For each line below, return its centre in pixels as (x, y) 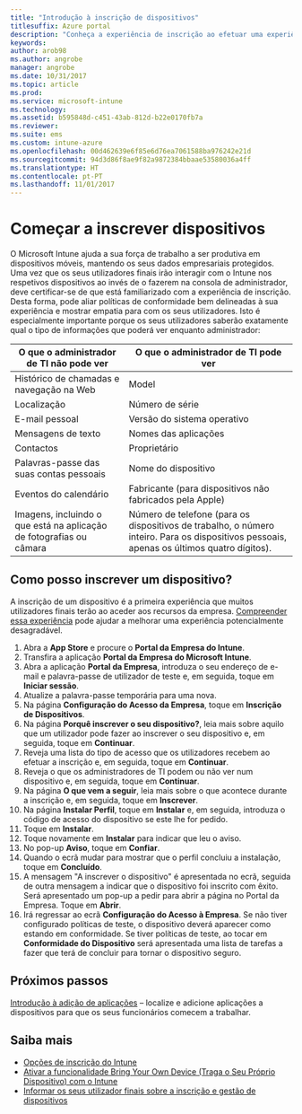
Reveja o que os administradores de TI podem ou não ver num (138, 771)
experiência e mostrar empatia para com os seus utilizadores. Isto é (135, 311)
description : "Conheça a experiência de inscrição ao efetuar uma (137, 34)
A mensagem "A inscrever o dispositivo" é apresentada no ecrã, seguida (157, 876)
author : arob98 (39, 51)
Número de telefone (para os (189, 514)
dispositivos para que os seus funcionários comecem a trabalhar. (131, 1012)
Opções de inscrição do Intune (80, 1062)
